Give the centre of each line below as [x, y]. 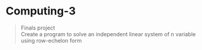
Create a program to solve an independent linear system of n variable [108, 34]
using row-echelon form [51, 40]
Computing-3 [41, 11]
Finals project [38, 28]
